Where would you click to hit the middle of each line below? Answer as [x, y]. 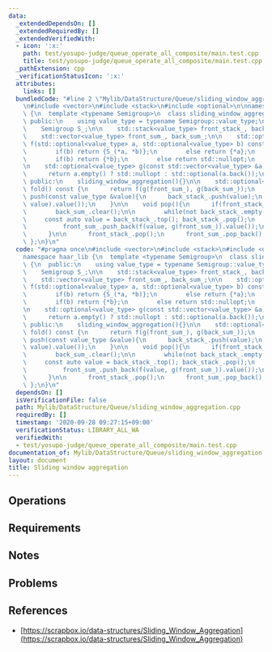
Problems [33, 583]
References [38, 611]
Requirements [45, 528]
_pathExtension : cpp [50, 69]
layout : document [38, 460]
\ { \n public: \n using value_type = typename [108, 264]
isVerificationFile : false [61, 400]
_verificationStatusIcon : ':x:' [70, 76]
